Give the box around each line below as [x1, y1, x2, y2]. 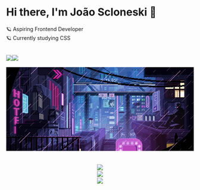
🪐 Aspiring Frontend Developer [6, 25, 84, 32]
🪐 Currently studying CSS [6, 34, 71, 41]
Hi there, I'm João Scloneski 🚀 [6, 5, 157, 19]
